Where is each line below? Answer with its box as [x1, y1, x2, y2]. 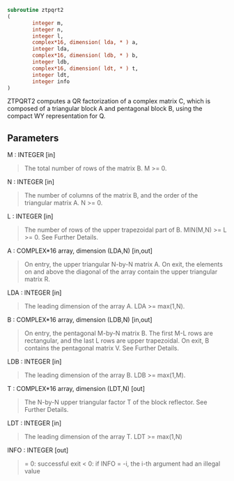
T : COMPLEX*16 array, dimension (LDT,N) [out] [7, 385, 145, 393]
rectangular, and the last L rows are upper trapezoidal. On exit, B [24, 336, 210, 345]
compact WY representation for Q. [7, 112, 106, 120]
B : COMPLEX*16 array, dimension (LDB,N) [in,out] [7, 316, 153, 324]
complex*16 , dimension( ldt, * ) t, [32, 65, 139, 72]
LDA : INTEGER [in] [7, 288, 62, 297]
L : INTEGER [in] [7, 212, 54, 221]
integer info [32, 77, 70, 85]
